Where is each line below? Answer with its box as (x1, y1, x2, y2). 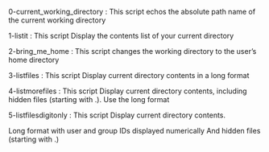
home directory (8, 55, 60, 64)
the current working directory (8, 15, 106, 25)
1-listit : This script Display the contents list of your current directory (8, 31, 234, 40)
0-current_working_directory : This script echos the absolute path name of (8, 7, 256, 16)
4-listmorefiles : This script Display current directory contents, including (8, 86, 247, 96)
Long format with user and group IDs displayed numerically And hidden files (8, 126, 261, 135)
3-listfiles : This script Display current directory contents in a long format (8, 71, 250, 80)
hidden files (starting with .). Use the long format (8, 95, 170, 104)
